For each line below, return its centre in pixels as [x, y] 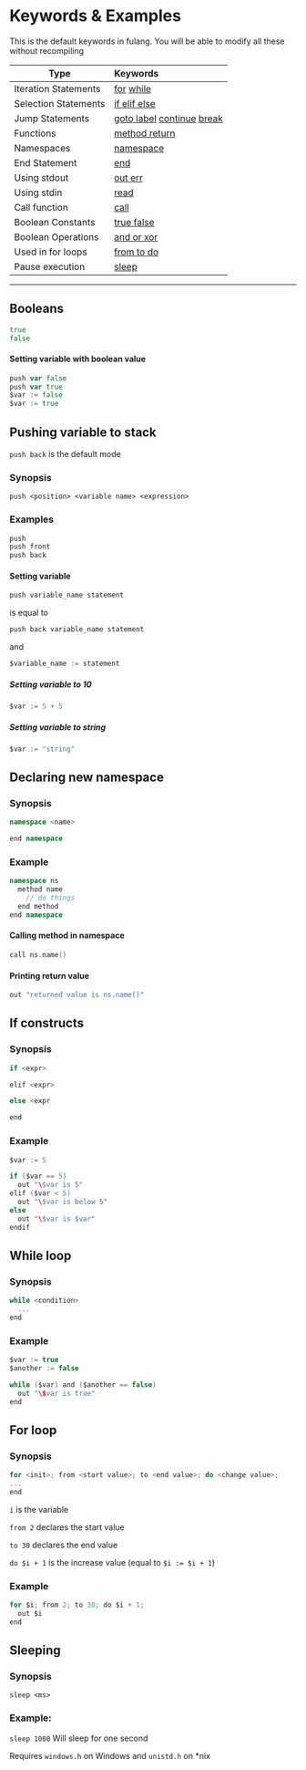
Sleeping [35, 1651]
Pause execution [50, 266]
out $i [30, 1613]
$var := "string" [42, 749]
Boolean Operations [56, 236]
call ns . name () [38, 955]
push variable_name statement [67, 595]
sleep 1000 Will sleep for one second [79, 1738]
